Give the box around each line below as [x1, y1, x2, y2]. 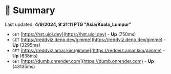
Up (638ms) [12, 53, 38, 59]
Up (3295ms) [12, 42, 40, 48]
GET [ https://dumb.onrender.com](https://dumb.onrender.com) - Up [12, 58, 154, 64]
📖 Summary [5, 5, 55, 16]
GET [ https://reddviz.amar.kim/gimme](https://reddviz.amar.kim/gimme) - [12, 47, 165, 53]
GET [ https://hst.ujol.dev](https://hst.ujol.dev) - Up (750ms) [12, 31, 136, 37]
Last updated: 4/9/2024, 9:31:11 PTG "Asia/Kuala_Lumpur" [5, 21, 132, 27]
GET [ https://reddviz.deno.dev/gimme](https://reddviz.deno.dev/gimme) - [12, 36, 166, 43]
